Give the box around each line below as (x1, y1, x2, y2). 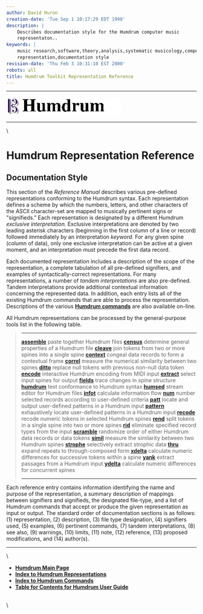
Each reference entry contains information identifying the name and (6, 484, 175, 491)
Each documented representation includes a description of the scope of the (6, 258, 195, 265)
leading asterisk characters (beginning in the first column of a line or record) (6, 227, 196, 234)
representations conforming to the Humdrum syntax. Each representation (6, 195, 189, 202)
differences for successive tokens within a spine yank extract (21, 453, 175, 461)
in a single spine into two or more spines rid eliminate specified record (21, 421, 196, 429)
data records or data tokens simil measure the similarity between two (21, 435, 195, 442)
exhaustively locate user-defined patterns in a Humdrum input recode (21, 409, 195, 416)
